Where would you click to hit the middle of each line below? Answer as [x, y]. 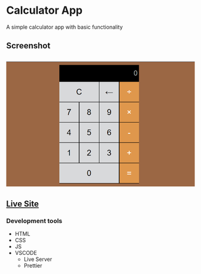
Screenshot [28, 46]
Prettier [33, 266]
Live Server [38, 259]
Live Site [22, 204]
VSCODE [26, 253]
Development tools [34, 221]
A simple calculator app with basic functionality [65, 27]
